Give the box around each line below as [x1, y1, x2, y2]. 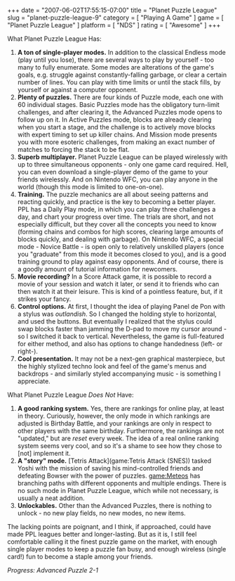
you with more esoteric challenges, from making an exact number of [17, 138, 215, 146]
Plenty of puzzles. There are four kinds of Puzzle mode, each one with [17, 93, 223, 101]
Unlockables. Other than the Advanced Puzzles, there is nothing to [17, 502, 212, 509]
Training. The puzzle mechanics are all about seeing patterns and [17, 190, 208, 198]
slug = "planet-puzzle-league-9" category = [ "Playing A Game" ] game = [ [7, 13, 224, 22]
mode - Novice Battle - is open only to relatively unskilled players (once [17, 243, 224, 250]
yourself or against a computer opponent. [17, 86, 138, 94]
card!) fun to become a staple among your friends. [7, 552, 153, 561]
